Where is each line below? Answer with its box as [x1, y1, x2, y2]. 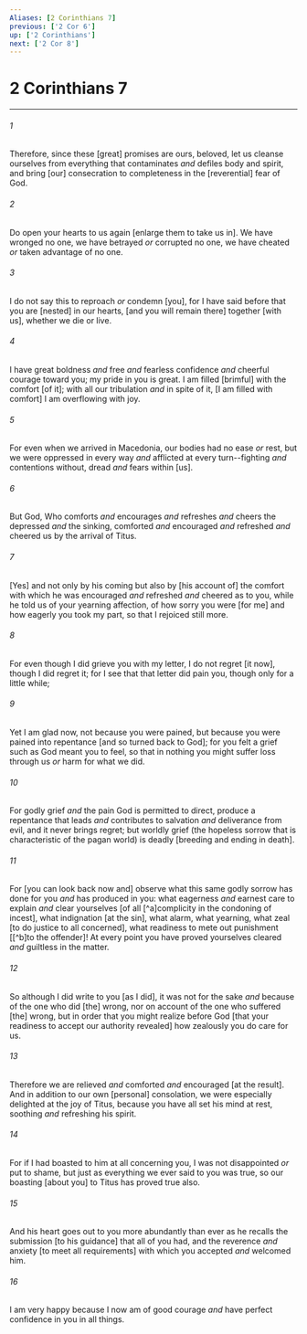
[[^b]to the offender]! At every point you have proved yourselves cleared [9, 932, 282, 943]
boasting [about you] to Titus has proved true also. [9, 1177, 201, 1188]
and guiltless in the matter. [9, 942, 110, 953]
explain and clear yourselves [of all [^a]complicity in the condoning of [9, 903, 272, 914]
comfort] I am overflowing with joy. [9, 394, 141, 404]
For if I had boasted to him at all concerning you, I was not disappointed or [9, 1158, 290, 1169]
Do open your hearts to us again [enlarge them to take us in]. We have [9, 227, 273, 238]
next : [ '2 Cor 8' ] [9, 38, 79, 48]
